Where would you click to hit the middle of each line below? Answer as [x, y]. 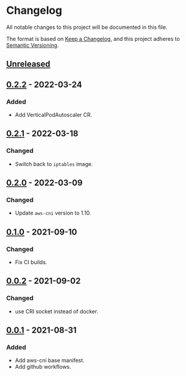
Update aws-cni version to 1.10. [53, 213]
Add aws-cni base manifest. [50, 360]
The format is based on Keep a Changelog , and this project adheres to [93, 39]
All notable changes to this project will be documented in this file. [87, 27]
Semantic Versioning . [32, 45]
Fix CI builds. [31, 262]
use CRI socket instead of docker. [56, 311]
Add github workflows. [43, 367]
